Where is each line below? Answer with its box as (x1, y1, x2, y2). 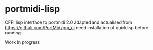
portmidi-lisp (5, 3, 60, 15)
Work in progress (5, 39, 40, 45)
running (5, 30, 21, 35)
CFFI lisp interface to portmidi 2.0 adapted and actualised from (5, 19, 133, 25)
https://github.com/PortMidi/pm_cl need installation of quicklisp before (5, 24, 149, 30)
